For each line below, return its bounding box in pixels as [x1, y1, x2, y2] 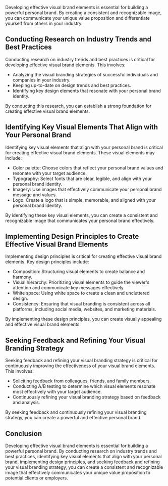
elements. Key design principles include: [5, 259, 89, 265]
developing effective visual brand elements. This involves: [5, 62, 126, 68]
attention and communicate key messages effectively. [12, 285, 125, 291]
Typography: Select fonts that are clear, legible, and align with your [12, 175, 152, 182]
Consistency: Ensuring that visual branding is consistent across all [12, 301, 150, 307]
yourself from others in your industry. [5, 20, 83, 26]
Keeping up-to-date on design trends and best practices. [12, 82, 131, 88]
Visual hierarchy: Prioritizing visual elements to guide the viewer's [12, 279, 150, 285]
